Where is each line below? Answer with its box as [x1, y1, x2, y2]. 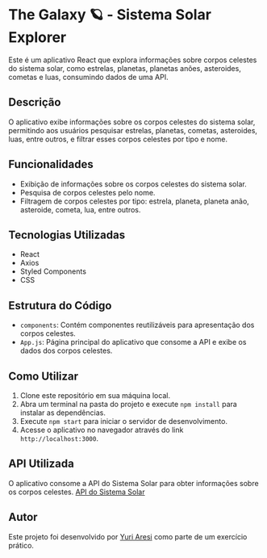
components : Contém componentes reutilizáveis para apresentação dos [19, 320, 255, 330]
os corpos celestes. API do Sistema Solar [8, 487, 145, 497]
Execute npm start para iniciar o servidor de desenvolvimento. [19, 417, 228, 426]
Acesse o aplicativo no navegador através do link [19, 425, 184, 434]
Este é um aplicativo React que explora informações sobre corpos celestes [8, 55, 257, 65]
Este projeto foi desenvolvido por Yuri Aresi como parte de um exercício [8, 531, 248, 541]
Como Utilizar [8, 369, 79, 383]
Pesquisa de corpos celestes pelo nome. [19, 187, 156, 197]
